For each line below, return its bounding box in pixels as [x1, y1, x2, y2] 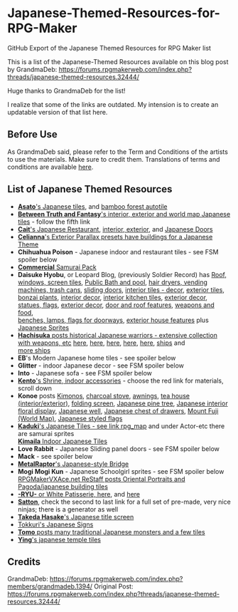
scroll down [17, 383, 52, 393]
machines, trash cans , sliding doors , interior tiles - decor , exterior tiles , [17, 285, 225, 294]
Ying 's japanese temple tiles [17, 535, 102, 544]
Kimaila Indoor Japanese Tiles [17, 437, 108, 445]
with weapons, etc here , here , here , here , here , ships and [17, 338, 185, 347]
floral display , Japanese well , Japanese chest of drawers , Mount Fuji [17, 406, 219, 415]
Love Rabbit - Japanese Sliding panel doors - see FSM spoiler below [17, 444, 220, 453]
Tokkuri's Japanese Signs [17, 520, 94, 529]
